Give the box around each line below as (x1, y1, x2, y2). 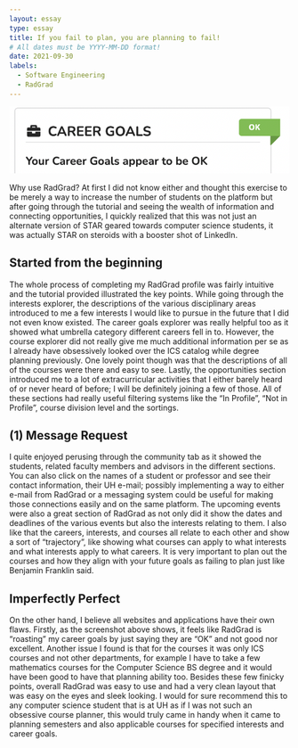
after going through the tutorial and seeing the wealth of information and (9, 201, 275, 211)
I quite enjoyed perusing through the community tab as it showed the (9, 451, 262, 463)
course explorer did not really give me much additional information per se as (9, 335, 289, 347)
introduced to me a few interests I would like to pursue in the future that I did (9, 308, 289, 318)
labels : (9, 62, 38, 70)
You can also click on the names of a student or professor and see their (9, 471, 271, 481)
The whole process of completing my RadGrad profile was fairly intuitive (9, 279, 274, 290)
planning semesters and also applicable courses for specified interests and (9, 719, 285, 730)
